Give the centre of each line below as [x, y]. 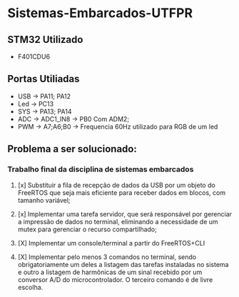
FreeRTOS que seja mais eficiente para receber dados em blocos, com [122, 192]
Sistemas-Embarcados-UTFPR [100, 13]
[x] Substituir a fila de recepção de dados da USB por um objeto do [116, 185]
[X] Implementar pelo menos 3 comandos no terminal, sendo [107, 257]
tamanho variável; [44, 200]
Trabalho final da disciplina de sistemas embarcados [101, 169]
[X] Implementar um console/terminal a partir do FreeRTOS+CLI [111, 243]
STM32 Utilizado [45, 40]
